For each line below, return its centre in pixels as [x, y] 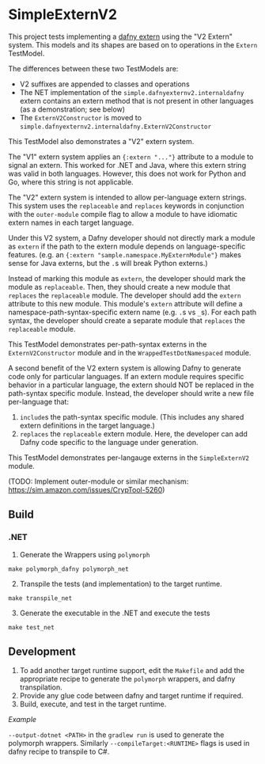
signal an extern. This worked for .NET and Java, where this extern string [127, 165]
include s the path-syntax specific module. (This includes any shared [132, 416]
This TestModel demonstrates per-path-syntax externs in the [108, 344]
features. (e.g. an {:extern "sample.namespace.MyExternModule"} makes [125, 254]
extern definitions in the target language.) [87, 425]
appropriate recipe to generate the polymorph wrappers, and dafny [127, 679]
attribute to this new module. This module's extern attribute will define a [125, 303]
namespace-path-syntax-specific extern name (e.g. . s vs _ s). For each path [132, 312]
